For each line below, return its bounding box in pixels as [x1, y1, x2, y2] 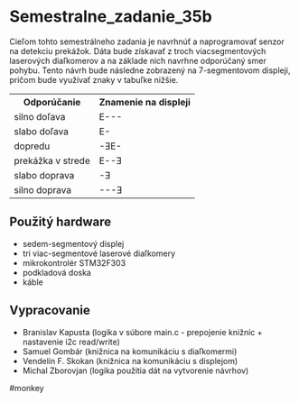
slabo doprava [14, 169, 75, 181]
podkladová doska [22, 267, 92, 278]
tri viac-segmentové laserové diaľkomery [22, 248, 176, 259]
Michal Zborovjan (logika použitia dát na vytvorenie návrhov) [22, 365, 249, 376]
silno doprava [14, 183, 72, 196]
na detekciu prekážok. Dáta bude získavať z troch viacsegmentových [9, 45, 266, 56]
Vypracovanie [9, 303, 90, 318]
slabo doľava [14, 124, 70, 137]
